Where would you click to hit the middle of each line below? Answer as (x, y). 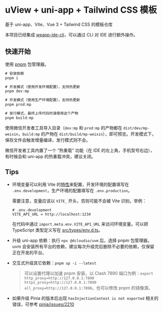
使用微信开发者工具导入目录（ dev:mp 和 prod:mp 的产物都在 (64, 128)
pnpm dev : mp (17, 91)
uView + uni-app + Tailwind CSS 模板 (81, 10)
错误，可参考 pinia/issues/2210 (43, 304)
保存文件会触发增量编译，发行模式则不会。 (48, 140)
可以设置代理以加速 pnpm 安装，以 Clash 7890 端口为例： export (89, 273)
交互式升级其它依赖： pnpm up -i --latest (54, 263)
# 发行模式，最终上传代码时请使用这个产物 (42, 113)
